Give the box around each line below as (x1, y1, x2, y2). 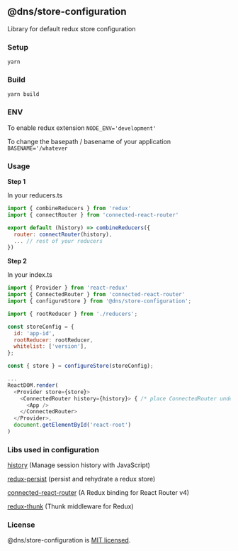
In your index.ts (7, 271, 53, 279)
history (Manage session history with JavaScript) (7, 461, 151, 469)
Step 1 (7, 178, 26, 185)
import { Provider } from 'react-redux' (7, 284, 129, 292)
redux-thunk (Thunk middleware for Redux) (7, 502, 134, 511)
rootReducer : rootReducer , (13, 337, 93, 344)
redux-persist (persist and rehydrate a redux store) (7, 475, 156, 484)
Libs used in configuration (7, 444, 99, 454)
